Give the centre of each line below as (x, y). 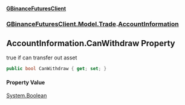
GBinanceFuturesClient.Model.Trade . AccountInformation (93, 24)
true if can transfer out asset (42, 58)
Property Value (26, 82)
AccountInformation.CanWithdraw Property (91, 43)
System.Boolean (27, 95)
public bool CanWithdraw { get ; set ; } (57, 69)
